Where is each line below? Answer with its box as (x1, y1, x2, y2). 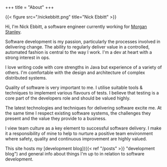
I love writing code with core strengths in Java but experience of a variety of (5, 64, 162, 70)
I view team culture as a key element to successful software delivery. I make (5, 125, 162, 131)
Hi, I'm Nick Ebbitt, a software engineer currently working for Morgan (5, 23, 147, 29)
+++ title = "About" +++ (5, 4, 54, 10)
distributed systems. (5, 75, 47, 80)
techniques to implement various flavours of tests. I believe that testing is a (5, 90, 159, 95)
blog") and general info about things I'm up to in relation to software (5, 151, 145, 156)
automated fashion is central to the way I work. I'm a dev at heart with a (5, 49, 152, 55)
